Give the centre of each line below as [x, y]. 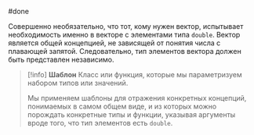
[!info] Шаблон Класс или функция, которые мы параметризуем [135, 75]
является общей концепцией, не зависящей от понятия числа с [114, 43]
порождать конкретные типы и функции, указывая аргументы [131, 115]
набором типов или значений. [78, 83]
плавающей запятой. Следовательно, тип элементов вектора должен [125, 51]
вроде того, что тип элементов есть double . [100, 123]
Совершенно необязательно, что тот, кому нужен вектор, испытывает [126, 26]
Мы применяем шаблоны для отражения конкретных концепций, [137, 98]
